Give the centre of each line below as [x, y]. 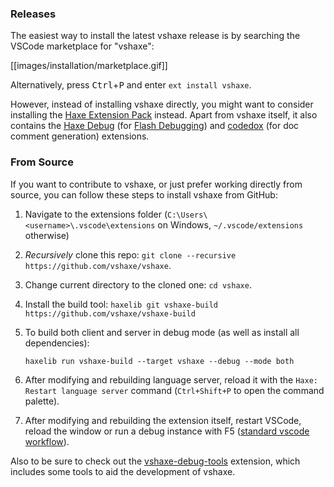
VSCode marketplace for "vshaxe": [82, 46]
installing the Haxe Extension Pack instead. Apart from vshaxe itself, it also [164, 115]
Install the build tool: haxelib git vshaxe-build [121, 304]
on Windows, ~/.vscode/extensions [230, 224]
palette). [42, 401]
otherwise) [47, 235]
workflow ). [47, 441]
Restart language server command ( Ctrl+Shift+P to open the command [174, 390]
